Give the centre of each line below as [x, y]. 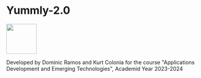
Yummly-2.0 [38, 10]
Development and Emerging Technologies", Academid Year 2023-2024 [94, 68]
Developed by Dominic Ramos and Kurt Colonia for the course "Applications [101, 62]
